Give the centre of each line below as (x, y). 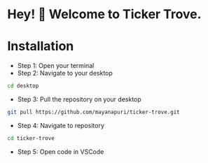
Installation (41, 47)
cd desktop (23, 86)
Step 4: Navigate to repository (61, 125)
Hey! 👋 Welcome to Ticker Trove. (104, 14)
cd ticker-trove (31, 138)
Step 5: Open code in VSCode (61, 151)
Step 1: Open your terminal (56, 66)
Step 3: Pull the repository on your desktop (79, 99)
